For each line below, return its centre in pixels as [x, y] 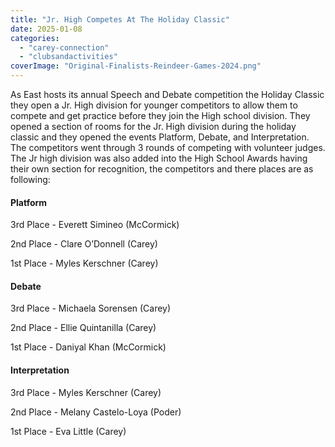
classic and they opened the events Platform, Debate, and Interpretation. [160, 137]
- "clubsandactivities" [68, 57]
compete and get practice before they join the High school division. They [160, 115]
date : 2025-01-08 [46, 29]
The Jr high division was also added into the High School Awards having [159, 158]
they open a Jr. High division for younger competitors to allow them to [154, 105]
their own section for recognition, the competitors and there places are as [162, 169]
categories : [35, 38]
